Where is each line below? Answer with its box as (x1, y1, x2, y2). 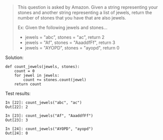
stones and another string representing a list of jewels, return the (17, 9, 152, 15)
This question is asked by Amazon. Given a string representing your (17, 4, 158, 10)
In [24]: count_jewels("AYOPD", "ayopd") (5, 126, 94, 131)
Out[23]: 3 (5, 117, 28, 122)
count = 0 (14, 68, 35, 73)
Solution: (5, 54, 24, 60)
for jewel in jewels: (14, 73, 59, 78)
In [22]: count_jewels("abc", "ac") (5, 100, 82, 105)
